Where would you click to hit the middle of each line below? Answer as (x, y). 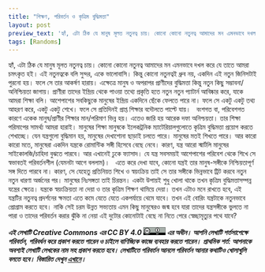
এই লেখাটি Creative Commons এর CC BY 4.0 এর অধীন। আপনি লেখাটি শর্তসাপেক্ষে (128, 233)
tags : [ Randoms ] (35, 42)
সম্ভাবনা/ (235, 83)
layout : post (30, 25)
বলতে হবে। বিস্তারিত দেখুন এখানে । (47, 259)
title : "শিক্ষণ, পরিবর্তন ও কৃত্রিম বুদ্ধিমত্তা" (59, 17)
